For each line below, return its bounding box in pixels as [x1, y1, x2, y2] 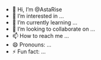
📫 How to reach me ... [12, 32, 69, 39]
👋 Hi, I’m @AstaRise [12, 6, 62, 13]
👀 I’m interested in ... [12, 12, 64, 20]
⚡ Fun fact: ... [12, 48, 46, 55]
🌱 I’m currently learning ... [12, 19, 78, 26]
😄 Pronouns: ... [12, 41, 52, 48]
